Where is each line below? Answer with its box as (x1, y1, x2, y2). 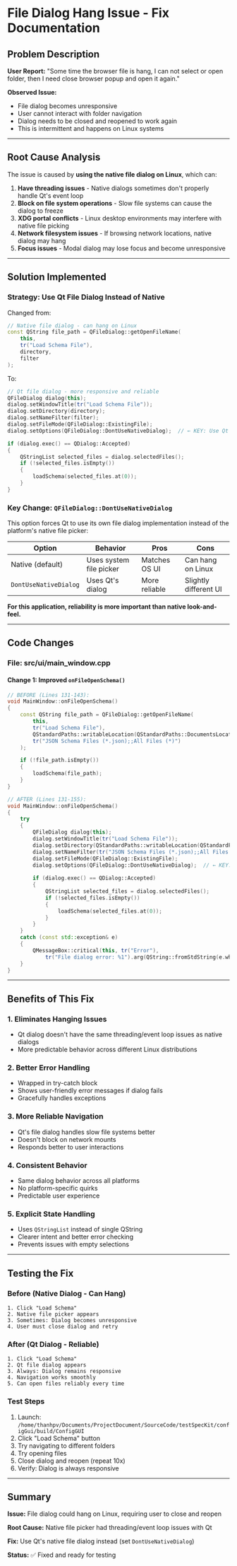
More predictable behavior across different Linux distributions (17, 1045, 197, 1054)
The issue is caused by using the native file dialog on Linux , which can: (7, 170, 217, 178)
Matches (141, 555, 171, 565)
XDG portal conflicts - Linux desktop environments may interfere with (17, 214, 222, 222)
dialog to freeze (17, 206, 63, 215)
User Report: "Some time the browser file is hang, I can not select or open (7, 67, 224, 75)
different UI (184, 585, 222, 595)
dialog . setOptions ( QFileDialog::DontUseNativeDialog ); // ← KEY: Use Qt (7, 427, 229, 434)
